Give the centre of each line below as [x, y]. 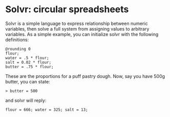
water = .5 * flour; [27, 58]
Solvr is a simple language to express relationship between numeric [77, 23]
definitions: [17, 40]
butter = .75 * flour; [29, 67]
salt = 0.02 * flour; [28, 62]
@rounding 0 [18, 49]
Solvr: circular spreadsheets [67, 9]
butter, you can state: [28, 81]
